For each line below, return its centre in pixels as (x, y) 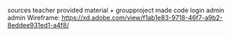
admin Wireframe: (34, 18)
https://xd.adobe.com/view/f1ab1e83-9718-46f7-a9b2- (142, 18)
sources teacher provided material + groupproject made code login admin (116, 10)
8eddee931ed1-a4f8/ (38, 25)
